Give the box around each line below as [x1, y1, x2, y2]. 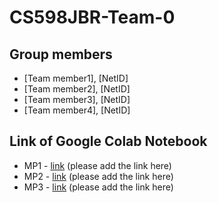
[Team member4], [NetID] [23, 104, 131, 116]
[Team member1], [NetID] [23, 72, 129, 84]
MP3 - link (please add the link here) [23, 181, 174, 193]
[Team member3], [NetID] [23, 94, 131, 105]
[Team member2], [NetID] [23, 83, 131, 95]
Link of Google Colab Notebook [9, 133, 208, 150]
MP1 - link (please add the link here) [23, 159, 172, 171]
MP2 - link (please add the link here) [23, 170, 174, 182]
